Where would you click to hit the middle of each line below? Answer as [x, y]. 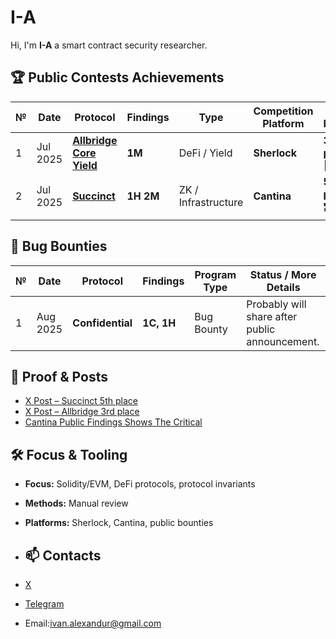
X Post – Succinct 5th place [81, 401]
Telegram [44, 604]
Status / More [283, 274]
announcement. [283, 341]
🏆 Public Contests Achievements [117, 77]
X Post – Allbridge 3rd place [82, 412]
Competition [283, 111]
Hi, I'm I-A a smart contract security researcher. [109, 45]
